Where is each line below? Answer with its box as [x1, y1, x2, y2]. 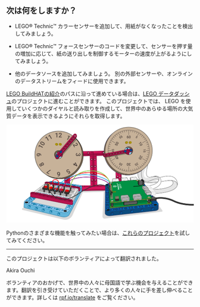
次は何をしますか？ [6, 5, 77, 16]
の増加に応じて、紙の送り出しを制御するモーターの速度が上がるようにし [14, 50, 192, 57]
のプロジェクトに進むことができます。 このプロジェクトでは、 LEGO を [11, 97, 186, 105]
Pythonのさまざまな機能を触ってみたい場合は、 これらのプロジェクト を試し [6, 229, 190, 236]
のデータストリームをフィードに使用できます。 [14, 77, 129, 84]
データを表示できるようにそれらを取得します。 [11, 112, 126, 119]
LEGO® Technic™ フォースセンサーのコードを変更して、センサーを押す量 [14, 42, 193, 49]
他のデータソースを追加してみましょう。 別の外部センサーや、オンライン [14, 70, 193, 77]
